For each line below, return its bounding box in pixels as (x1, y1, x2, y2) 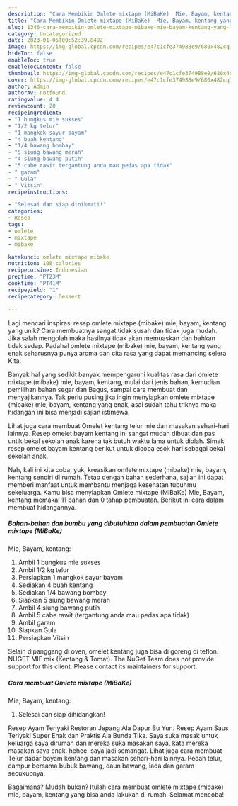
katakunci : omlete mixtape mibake (8, 253, 110, 261)
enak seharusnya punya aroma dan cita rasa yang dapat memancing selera (8, 349, 227, 357)
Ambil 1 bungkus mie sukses (18, 558, 101, 567)
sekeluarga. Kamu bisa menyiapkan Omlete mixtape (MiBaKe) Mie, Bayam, (8, 488, 225, 496)
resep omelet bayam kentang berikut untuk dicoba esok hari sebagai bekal (8, 444, 225, 452)
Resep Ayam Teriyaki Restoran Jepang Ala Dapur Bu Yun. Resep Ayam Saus (8, 724, 229, 732)
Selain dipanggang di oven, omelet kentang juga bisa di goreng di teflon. (8, 647, 219, 656)
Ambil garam (18, 618, 56, 627)
